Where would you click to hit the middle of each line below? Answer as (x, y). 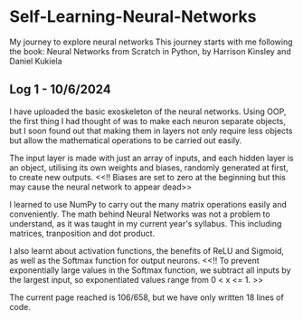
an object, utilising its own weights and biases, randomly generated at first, (149, 167)
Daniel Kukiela (36, 61)
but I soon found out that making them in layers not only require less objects (151, 131)
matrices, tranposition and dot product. (82, 233)
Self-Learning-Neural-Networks (133, 17)
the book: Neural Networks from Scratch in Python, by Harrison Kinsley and (150, 51)
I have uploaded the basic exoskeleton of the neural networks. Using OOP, (148, 112)
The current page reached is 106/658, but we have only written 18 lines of (147, 297)
